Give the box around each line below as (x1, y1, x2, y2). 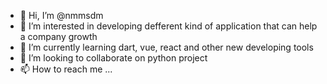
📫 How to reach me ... (19, 63, 113, 75)
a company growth (19, 31, 98, 42)
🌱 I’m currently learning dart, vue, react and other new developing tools (19, 41, 314, 53)
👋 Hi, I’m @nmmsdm (19, 10, 104, 21)
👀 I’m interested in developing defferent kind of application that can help (19, 20, 318, 32)
